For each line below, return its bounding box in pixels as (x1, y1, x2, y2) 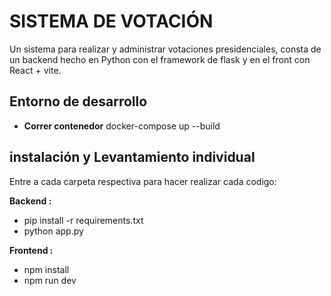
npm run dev (23, 274, 77, 286)
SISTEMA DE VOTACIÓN (9, 10, 214, 33)
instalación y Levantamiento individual (9, 149, 256, 166)
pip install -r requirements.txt (23, 214, 144, 226)
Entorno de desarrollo (9, 93, 148, 110)
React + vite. (9, 64, 62, 76)
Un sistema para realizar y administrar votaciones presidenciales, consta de (9, 43, 322, 55)
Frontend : (9, 244, 54, 256)
